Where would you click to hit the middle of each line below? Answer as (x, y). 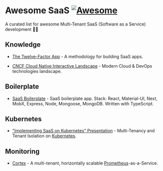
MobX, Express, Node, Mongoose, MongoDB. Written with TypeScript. (83, 103)
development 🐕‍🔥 (22, 29)
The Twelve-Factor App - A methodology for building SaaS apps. (78, 56)
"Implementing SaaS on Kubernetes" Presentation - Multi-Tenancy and (83, 131)
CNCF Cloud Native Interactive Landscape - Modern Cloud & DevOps (82, 66)
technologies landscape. (37, 71)
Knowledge (23, 45)
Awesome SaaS (37, 11)
